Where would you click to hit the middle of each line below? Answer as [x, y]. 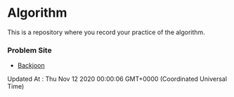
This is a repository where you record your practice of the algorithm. [106, 32]
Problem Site [30, 50]
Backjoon [31, 66]
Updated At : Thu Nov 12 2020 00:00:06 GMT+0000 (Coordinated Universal [117, 79]
